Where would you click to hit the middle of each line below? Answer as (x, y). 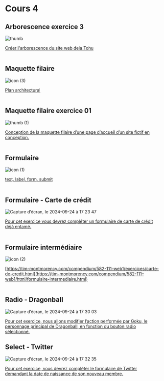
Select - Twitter (29, 347)
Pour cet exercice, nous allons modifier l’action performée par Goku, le (76, 321)
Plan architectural (23, 90)
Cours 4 (22, 9)
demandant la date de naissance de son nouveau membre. (64, 374)
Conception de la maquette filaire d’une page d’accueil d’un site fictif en (78, 132)
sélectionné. (18, 331)
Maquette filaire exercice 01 (48, 111)
